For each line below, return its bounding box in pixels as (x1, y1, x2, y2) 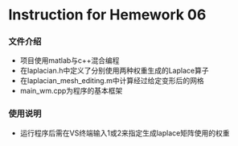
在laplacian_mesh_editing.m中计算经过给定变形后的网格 (19, 76, 204, 86)
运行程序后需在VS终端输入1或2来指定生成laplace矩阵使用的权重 (19, 127, 230, 138)
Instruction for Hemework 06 (8, 6, 207, 24)
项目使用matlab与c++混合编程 (19, 56, 120, 65)
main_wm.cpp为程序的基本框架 (19, 86, 123, 96)
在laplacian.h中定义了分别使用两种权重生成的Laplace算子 (19, 66, 209, 76)
